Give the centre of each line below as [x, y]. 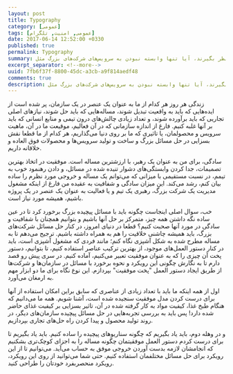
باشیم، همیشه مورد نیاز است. [46, 198]
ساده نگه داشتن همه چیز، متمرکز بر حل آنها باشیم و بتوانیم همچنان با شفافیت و [109, 219]
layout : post [27, 13]
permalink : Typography [40, 53]
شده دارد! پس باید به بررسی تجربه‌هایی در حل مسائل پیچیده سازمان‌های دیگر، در [111, 313]
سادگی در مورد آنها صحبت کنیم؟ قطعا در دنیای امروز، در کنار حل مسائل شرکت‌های [114, 226]
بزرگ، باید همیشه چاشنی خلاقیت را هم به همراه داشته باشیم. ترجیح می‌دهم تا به [110, 234]
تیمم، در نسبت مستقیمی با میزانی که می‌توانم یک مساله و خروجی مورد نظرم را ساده [116, 176]
